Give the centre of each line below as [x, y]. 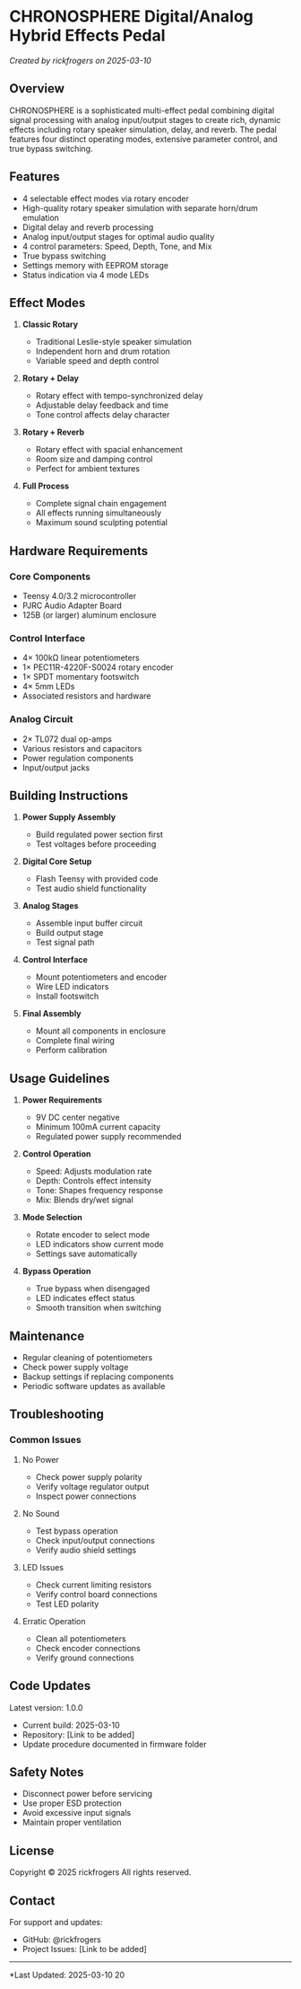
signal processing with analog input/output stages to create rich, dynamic [145, 119]
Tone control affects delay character [103, 415]
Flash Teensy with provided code [97, 879]
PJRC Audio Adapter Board [72, 606]
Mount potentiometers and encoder [101, 977]
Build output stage [69, 933]
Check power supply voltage [75, 1368]
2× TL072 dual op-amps [67, 739]
